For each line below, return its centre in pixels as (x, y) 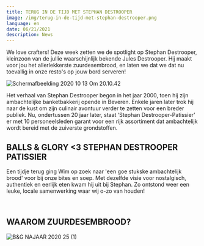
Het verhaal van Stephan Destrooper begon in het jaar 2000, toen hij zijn (97, 95)
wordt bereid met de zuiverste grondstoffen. (62, 128)
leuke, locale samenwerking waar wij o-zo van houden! (76, 191)
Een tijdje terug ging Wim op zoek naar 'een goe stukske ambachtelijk (94, 171)
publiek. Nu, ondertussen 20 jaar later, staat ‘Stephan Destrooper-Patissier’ (101, 115)
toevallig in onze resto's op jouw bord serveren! (66, 72)
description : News (30, 35)
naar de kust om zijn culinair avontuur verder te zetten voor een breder (95, 108)
